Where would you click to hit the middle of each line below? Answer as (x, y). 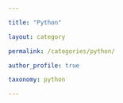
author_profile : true (44, 65)
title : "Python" (35, 22)
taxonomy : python (37, 80)
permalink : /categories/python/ (61, 51)
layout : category (37, 36)
